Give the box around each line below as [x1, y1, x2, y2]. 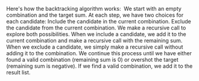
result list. [6, 69, 31, 76]
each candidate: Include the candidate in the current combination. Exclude [6, 18, 191, 25]
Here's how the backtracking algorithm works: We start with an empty [6, 5, 182, 12]
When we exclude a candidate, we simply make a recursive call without [6, 43, 183, 50]
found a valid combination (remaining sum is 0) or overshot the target [6, 56, 179, 63]
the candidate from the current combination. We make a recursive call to [6, 24, 186, 31]
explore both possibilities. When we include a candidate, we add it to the [6, 31, 186, 38]
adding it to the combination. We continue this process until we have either [6, 50, 192, 56]
